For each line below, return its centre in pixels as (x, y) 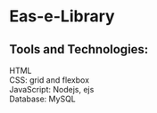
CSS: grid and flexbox (50, 80)
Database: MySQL (42, 99)
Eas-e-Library (62, 16)
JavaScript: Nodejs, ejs (52, 89)
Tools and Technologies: (79, 49)
